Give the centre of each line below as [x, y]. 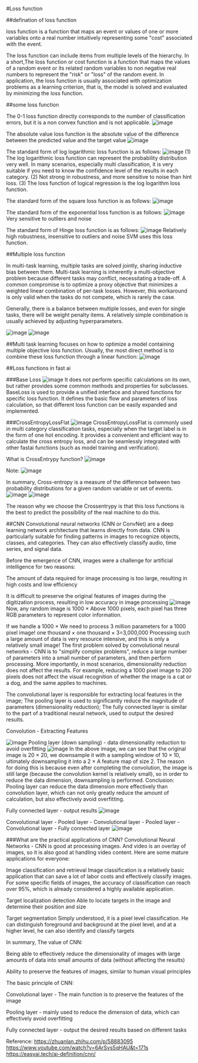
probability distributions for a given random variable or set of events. [90, 488]
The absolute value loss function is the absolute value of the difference [92, 134]
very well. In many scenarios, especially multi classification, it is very [90, 164]
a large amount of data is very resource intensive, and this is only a [88, 639]
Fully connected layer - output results [52, 811]
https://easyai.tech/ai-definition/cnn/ [51, 1054]
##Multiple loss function [36, 254]
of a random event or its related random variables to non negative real [91, 68]
